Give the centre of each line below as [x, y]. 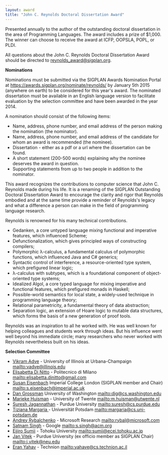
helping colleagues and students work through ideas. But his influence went [83, 331]
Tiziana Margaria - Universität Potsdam [53, 409]
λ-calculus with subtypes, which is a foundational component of [79, 273]
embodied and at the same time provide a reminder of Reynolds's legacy [80, 200]
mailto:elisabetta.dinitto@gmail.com [49, 377]
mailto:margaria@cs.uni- [120, 409]
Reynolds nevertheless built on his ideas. [47, 342]
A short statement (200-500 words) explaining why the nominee [79, 158]
